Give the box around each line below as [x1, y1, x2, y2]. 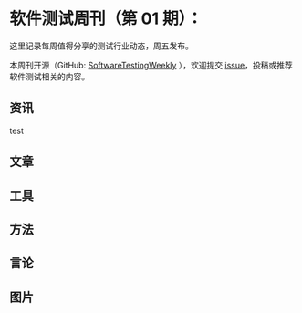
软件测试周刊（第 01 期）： [9, 8, 203, 29]
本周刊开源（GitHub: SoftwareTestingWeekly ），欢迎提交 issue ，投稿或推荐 [9, 59, 294, 70]
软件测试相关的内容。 [9, 70, 89, 82]
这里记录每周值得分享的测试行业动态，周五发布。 [9, 40, 193, 51]
